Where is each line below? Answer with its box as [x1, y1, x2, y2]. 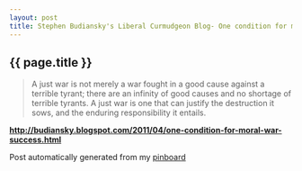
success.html [9, 134, 62, 145]
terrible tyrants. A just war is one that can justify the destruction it [31, 98, 275, 109]
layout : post [9, 13, 58, 22]
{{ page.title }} [9, 55, 93, 70]
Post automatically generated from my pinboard [9, 152, 186, 163]
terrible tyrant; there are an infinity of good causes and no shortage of [31, 88, 292, 99]
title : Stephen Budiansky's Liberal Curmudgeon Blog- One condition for [9, 22, 288, 31]
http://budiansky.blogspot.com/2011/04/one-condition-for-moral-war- [9, 125, 282, 136]
